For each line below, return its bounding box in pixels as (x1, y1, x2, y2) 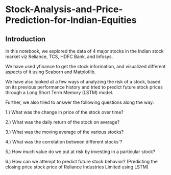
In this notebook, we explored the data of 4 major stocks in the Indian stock (5, 48, 164, 54)
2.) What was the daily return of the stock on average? (5, 119, 120, 125)
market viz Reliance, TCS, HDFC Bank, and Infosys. (5, 53, 113, 60)
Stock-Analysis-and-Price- (5, 4, 124, 15)
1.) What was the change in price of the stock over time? (5, 109, 124, 115)
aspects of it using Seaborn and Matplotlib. (5, 69, 96, 75)
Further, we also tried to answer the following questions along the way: (5, 99, 154, 105)
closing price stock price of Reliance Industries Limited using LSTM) (5, 164, 149, 170)
